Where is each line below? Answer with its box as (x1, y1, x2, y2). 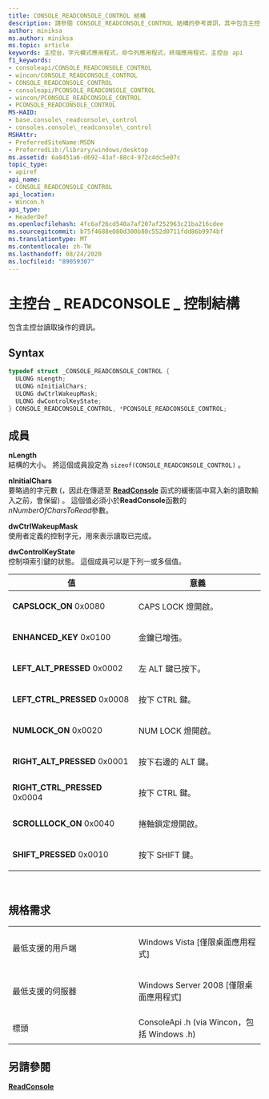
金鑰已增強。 (139, 632, 187, 643)
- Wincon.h (8, 198, 45, 206)
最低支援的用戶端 (12, 942, 78, 953)
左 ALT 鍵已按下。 (139, 663, 206, 674)
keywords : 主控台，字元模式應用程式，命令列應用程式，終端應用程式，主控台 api (8, 49, 243, 57)
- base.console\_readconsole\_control (8, 116, 138, 124)
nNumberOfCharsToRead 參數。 (8, 505, 114, 515)
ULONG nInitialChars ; (15, 382, 88, 390)
